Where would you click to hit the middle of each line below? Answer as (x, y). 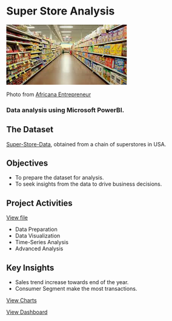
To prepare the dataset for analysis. (59, 178)
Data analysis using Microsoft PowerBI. (65, 110)
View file (17, 218)
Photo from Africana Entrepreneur (49, 94)
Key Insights (30, 267)
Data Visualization (38, 236)
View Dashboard (27, 312)
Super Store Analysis (61, 11)
